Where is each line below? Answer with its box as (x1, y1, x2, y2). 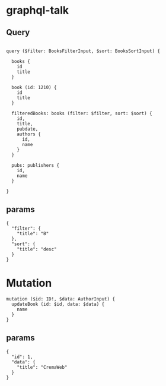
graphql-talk (6, 4, 69, 17)
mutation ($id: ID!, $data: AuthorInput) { (6, 296, 116, 302)
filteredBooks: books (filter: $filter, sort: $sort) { (11, 110, 152, 116)
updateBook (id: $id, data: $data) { (11, 301, 105, 307)
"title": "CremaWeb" (17, 364, 68, 370)
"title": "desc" (17, 246, 58, 252)
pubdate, (17, 126, 39, 132)
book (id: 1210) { (11, 84, 58, 90)
